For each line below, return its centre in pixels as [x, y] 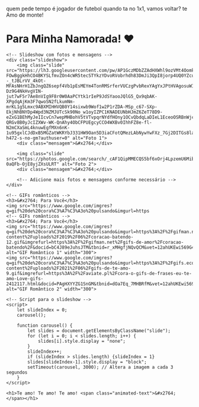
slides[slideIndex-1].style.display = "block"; [87, 362]
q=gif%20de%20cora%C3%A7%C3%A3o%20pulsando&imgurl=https [78, 211]
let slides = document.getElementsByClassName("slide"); [99, 331]
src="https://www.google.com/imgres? [66, 206]
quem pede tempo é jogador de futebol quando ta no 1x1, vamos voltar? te [97, 9]
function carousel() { [45, 325]
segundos [17, 372]
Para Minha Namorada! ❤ [70, 39]
